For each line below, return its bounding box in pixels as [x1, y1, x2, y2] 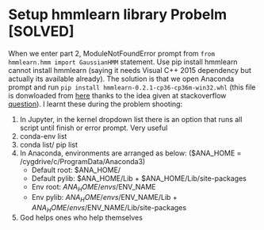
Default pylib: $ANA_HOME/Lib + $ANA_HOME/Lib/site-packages [31, 173, 247, 183]
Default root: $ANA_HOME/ [31, 165, 121, 174]
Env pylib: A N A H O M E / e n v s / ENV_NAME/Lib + [31, 192, 178, 204]
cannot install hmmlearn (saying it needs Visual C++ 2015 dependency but [8, 65, 252, 75]
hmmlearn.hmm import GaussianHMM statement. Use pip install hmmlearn [8, 57, 238, 67]
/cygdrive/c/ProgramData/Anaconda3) [19, 156, 146, 166]
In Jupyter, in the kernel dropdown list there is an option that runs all [19, 114, 243, 124]
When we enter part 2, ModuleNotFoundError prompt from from [8, 48, 216, 58]
